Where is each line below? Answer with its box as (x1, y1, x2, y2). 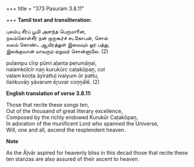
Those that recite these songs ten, (6, 101, 90, 108)
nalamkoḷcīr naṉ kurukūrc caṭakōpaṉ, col (6, 66, 105, 73)
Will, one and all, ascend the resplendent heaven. (6, 126, 126, 133)
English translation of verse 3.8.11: (6, 90, 92, 97)
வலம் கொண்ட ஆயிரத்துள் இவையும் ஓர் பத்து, (6, 41, 110, 48)
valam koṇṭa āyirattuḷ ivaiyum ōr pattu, (6, 72, 99, 79)
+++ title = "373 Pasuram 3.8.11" (6, 5, 84, 12)
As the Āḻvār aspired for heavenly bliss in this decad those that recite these (6, 149, 188, 156)
